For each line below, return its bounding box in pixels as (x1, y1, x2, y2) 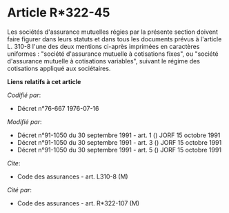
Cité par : (7, 185, 32, 194)
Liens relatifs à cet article (7, 77, 81, 85)
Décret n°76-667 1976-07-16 (17, 104, 99, 112)
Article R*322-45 (7, 5, 110, 21)
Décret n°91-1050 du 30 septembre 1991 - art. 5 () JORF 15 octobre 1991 (17, 145, 222, 154)
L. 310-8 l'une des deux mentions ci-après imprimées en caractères (7, 42, 200, 50)
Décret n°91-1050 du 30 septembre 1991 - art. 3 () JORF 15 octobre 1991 (17, 138, 222, 146)
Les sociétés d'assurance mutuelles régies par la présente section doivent (7, 28, 219, 36)
